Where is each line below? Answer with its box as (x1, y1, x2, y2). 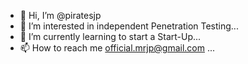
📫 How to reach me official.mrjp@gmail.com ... (19, 42, 216, 54)
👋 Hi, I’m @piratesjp (19, 10, 102, 21)
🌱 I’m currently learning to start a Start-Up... (19, 31, 202, 42)
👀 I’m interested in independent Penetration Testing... (19, 20, 239, 32)
